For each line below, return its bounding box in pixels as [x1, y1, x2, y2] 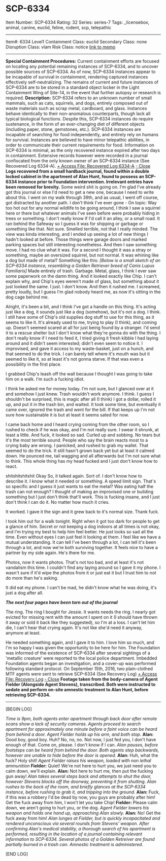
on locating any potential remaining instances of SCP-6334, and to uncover [5, 63, 159, 69]
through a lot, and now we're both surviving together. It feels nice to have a [5, 544, 158, 550]
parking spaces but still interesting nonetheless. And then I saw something [5, 241, 157, 247]
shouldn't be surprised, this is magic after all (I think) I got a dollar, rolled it [5, 396, 156, 402]
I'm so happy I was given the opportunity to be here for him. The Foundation [5, 644, 160, 650]
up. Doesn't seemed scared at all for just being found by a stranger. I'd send [5, 324, 160, 331]
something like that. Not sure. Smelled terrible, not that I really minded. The [5, 225, 158, 232]
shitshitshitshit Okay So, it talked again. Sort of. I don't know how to [5, 473, 142, 479]
